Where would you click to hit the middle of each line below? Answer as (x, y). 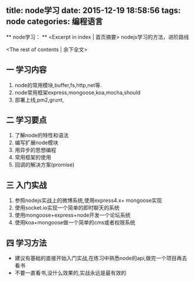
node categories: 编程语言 (54, 21)
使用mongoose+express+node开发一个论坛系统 (72, 215)
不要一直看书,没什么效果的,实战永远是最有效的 (70, 273)
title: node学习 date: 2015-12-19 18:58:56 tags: (93, 11)
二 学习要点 (27, 120)
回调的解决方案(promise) (44, 165)
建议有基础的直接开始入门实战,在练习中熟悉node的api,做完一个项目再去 (101, 258)
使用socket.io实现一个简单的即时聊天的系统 (67, 208)
